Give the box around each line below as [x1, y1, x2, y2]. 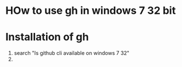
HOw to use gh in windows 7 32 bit [5, 4, 176, 17]
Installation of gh [5, 31, 89, 44]
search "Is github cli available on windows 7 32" [13, 50, 129, 57]
